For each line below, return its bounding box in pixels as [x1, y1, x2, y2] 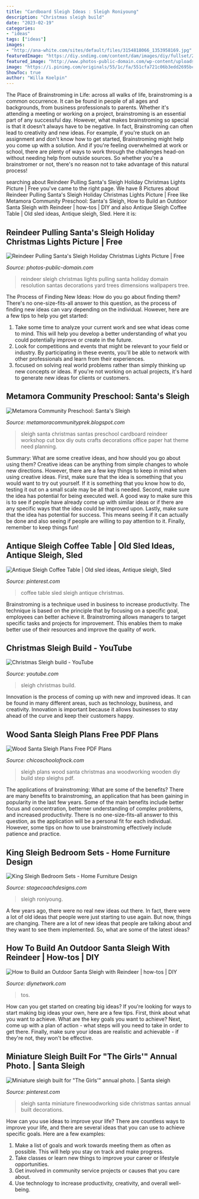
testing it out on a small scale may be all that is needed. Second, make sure [6, 485, 190, 493]
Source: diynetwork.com [6, 980, 66, 987]
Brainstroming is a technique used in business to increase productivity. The [6, 601, 190, 608]
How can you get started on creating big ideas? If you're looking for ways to [6, 1002, 191, 1010]
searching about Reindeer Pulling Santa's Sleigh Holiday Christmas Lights [6, 179, 185, 186]
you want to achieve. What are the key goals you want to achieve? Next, [6, 1015, 182, 1023]
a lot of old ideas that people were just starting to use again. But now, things [6, 913, 191, 920]
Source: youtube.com [6, 670, 59, 677]
